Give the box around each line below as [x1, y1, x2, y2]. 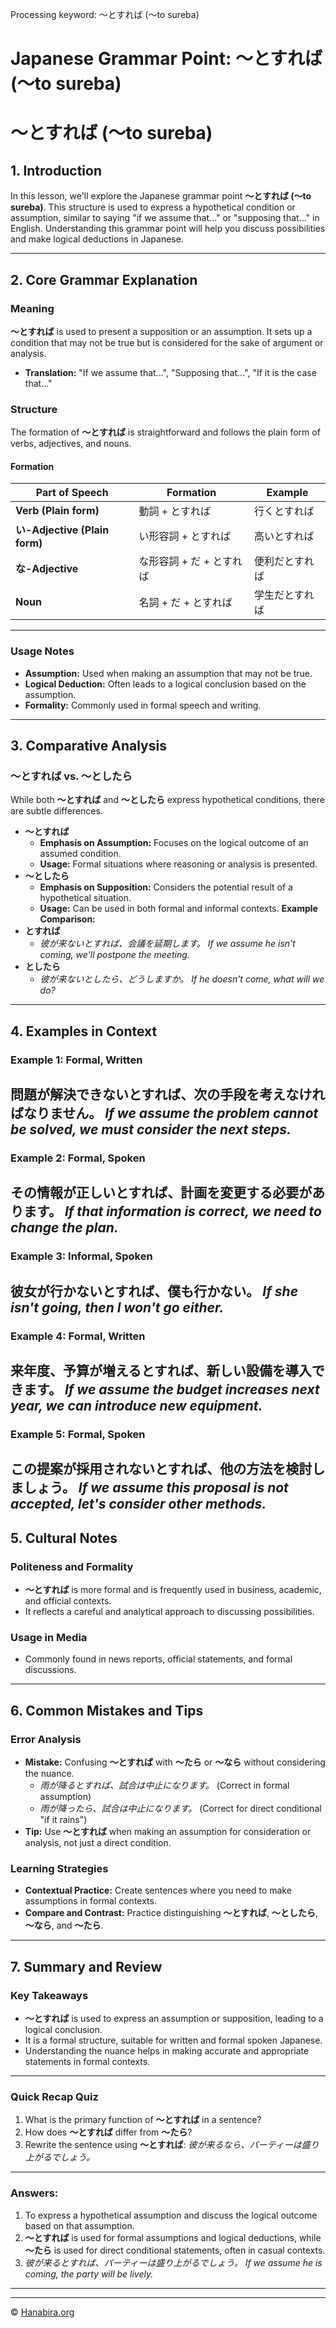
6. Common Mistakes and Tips [10, 1702, 204, 1719]
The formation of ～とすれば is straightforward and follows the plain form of [10, 426, 321, 438]
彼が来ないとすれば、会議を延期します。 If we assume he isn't [39, 938, 296, 950]
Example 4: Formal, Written [10, 1329, 146, 1343]
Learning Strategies [10, 1861, 109, 1875]
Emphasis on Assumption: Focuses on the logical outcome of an [39, 837, 309, 849]
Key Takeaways [10, 1988, 89, 2002]
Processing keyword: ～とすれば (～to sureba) [10, 9, 200, 20]
